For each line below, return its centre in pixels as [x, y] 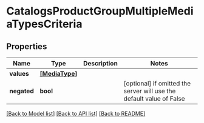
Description [100, 63]
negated [22, 91]
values [19, 74]
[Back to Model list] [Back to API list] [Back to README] [76, 114]
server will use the [150, 91]
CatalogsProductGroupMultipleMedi [100, 11]
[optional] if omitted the [157, 83]
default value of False [154, 98]
